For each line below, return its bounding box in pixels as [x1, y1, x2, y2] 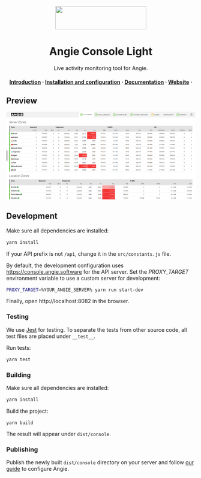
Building [6, 371, 31, 379]
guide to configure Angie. [6, 465, 70, 473]
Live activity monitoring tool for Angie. [53, 64, 148, 71]
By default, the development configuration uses [6, 262, 124, 269]
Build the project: [6, 407, 49, 415]
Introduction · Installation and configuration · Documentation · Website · [9, 78, 193, 86]
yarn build [6, 419, 34, 426]
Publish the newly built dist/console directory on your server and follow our [6, 459, 194, 466]
